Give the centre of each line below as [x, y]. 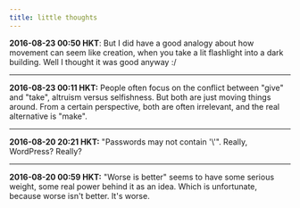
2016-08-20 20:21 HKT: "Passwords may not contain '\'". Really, [129, 141]
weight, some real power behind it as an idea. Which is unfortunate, [133, 186]
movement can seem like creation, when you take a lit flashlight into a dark [146, 52]
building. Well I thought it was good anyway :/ [93, 62]
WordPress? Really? [46, 151]
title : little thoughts [54, 17]
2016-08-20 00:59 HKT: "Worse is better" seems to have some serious [142, 177]
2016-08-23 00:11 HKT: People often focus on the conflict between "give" [146, 87]
